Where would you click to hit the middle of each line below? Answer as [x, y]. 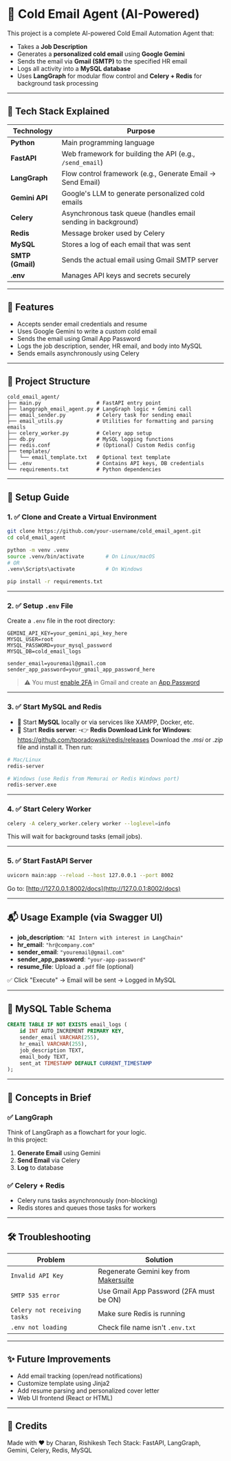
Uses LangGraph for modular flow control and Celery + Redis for [109, 76]
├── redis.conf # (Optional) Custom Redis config [101, 445]
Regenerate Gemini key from [144, 1271]
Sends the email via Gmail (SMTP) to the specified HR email [102, 61]
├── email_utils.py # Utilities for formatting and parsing [110, 421]
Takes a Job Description [52, 46]
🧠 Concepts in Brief [49, 1098]
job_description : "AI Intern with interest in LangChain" [100, 937]
